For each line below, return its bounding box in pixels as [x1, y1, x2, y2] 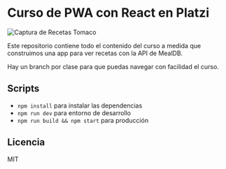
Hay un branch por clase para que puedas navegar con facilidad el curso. [7, 62, 219, 71]
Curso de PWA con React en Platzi [7, 5, 210, 21]
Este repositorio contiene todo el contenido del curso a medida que [7, 41, 202, 50]
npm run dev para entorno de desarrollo [17, 108, 132, 117]
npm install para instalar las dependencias [17, 101, 143, 110]
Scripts [7, 82, 40, 95]
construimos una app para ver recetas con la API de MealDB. [7, 49, 183, 57]
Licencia [7, 136, 45, 148]
